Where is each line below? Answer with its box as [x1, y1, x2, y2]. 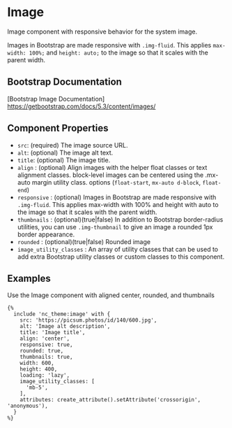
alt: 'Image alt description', [20, 323, 111, 330]
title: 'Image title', [20, 329, 86, 336]
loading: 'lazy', [20, 372, 70, 379]
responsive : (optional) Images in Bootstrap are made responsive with [17, 193, 217, 201]
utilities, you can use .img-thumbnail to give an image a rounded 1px [17, 222, 214, 231]
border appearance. [17, 230, 75, 238]
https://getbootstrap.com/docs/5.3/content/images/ [7, 102, 156, 110]
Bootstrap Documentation [7, 76, 122, 88]
